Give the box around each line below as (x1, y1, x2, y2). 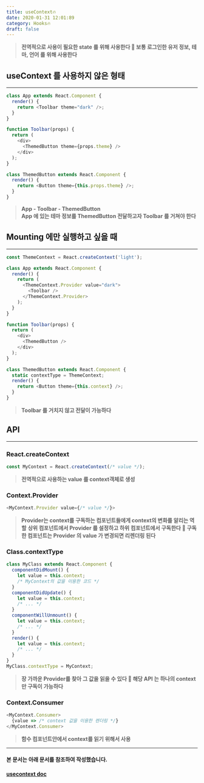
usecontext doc (6, 770, 47, 778)
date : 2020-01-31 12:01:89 (6, 15, 75, 21)
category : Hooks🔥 (6, 20, 51, 26)
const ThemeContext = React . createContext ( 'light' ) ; (6, 254, 143, 260)
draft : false (6, 26, 39, 32)
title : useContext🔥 (6, 9, 56, 15)
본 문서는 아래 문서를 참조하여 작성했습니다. (6, 756, 107, 764)
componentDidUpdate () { (12, 589, 72, 596)
